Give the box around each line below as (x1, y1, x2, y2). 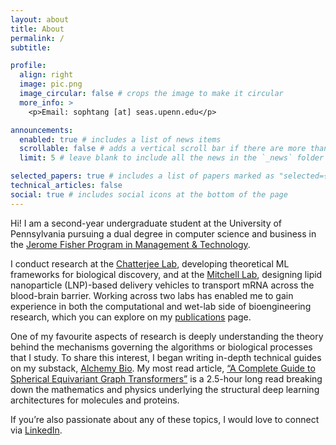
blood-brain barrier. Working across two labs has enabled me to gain (10, 289, 294, 301)
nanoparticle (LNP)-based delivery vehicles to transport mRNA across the (10, 279, 315, 291)
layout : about (10, 14, 70, 25)
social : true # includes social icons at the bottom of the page (10, 189, 288, 200)
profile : (10, 61, 47, 71)
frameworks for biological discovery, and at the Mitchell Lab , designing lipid (10, 268, 323, 280)
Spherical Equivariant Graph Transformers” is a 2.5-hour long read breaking (10, 372, 323, 385)
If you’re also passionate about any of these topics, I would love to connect (10, 413, 320, 425)
